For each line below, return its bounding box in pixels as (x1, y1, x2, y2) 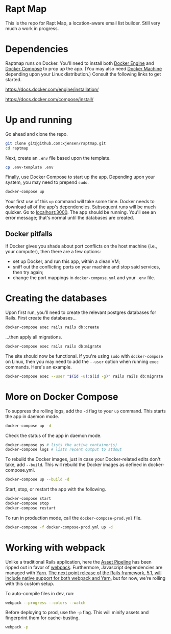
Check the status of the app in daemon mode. (5, 432, 102, 438)
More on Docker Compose (5, 391, 118, 402)
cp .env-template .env (5, 164, 54, 170)
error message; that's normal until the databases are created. (5, 215, 134, 221)
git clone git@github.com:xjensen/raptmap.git (5, 141, 106, 146)
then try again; (12, 269, 44, 276)
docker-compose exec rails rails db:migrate (5, 344, 102, 349)
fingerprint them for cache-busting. (5, 615, 80, 621)
